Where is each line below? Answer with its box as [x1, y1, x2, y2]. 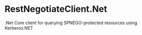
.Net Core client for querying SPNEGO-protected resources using [4, 20, 138, 26]
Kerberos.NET [4, 25, 34, 31]
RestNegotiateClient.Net [4, 3, 107, 15]
